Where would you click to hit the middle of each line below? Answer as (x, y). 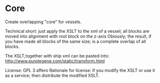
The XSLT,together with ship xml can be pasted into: (57, 55)
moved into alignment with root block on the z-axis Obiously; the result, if (78, 36)
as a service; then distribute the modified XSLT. (52, 75)
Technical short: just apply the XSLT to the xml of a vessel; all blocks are (77, 31)
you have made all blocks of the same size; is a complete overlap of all (76, 41)
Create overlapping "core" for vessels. (43, 22)
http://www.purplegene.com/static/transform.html (55, 61)
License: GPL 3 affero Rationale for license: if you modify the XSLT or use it (80, 70)
